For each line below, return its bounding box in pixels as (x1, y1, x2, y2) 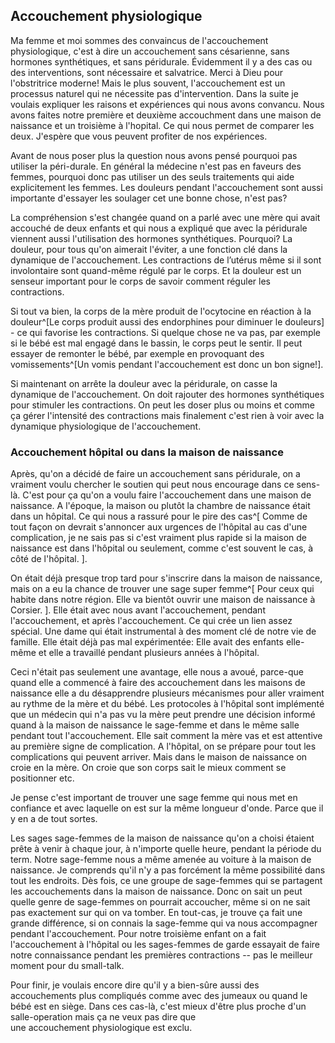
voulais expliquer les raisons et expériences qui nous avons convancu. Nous (10, 98, 325, 110)
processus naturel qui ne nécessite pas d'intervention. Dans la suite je (10, 87, 299, 99)
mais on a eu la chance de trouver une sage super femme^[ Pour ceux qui (10, 583, 315, 595)
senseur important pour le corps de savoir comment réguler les (10, 275, 271, 287)
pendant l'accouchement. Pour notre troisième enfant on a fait (10, 928, 267, 940)
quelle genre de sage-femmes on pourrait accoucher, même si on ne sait (10, 896, 311, 908)
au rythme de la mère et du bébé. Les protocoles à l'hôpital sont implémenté (10, 698, 325, 710)
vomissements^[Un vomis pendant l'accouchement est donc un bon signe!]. (10, 358, 324, 370)
